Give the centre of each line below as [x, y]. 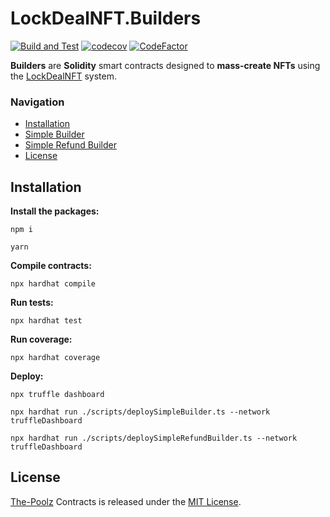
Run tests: [32, 303]
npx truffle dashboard [57, 395]
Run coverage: [41, 339]
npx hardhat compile [53, 284]
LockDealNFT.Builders [106, 18]
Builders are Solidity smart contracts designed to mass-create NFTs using [165, 65]
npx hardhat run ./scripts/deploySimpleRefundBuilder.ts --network [154, 438]
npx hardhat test [46, 321]
